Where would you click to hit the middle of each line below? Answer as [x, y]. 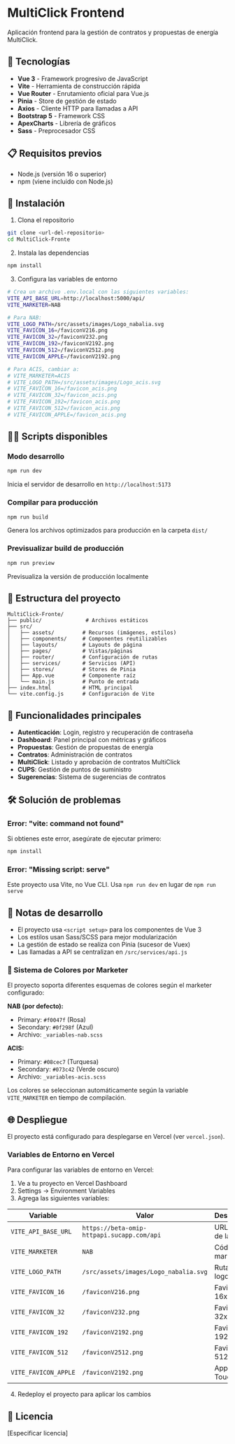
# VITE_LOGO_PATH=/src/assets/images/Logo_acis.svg [84, 382]
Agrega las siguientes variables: [63, 1198]
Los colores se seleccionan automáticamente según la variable [98, 1091]
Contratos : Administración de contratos [75, 755]
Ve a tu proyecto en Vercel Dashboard [72, 1184]
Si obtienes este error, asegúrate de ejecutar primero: [85, 839]
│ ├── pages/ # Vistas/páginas [70, 651]
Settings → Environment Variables [66, 1191]
